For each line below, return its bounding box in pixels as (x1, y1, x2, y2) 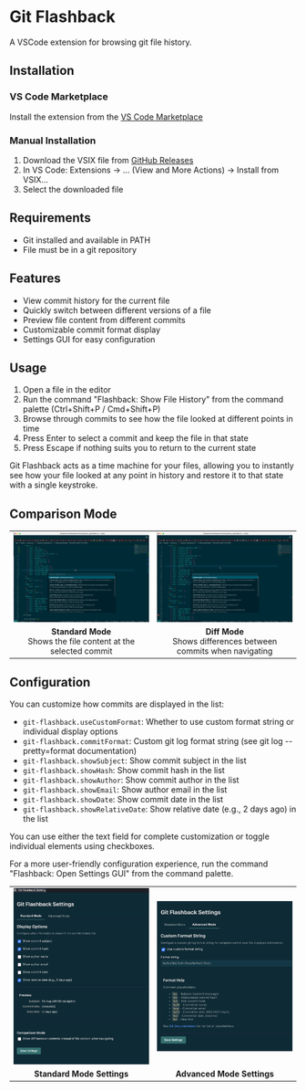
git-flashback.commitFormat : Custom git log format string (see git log (22, 736, 284, 747)
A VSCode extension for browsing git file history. (9, 37, 192, 47)
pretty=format (22, 746, 76, 757)
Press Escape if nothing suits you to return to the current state (22, 443, 257, 454)
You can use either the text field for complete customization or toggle (9, 831, 270, 842)
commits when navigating (176, 645, 273, 656)
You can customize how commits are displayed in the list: (9, 698, 225, 709)
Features (9, 271, 61, 287)
